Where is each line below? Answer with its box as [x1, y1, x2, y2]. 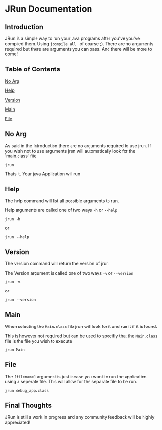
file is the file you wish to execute [5, 338, 72, 344]
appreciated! [5, 419, 31, 425]
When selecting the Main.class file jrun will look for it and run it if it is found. [5, 324, 157, 329]
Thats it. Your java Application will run [5, 171, 81, 177]
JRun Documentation [5, 3, 92, 15]
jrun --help [5, 235, 29, 240]
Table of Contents [5, 65, 61, 73]
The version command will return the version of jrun [5, 261, 109, 267]
